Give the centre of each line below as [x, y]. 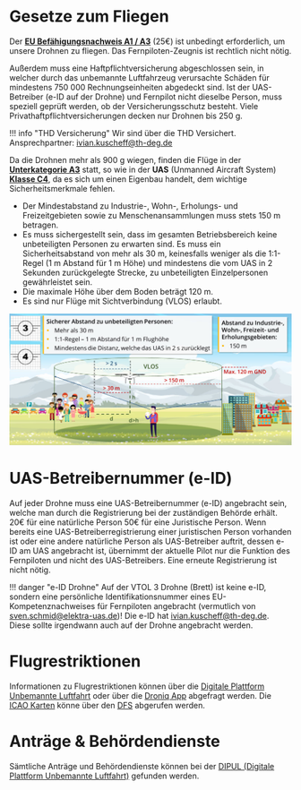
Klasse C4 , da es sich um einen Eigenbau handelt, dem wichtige [129, 179]
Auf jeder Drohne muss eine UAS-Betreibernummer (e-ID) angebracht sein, [148, 502]
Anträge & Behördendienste [115, 741]
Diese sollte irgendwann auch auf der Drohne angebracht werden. [131, 625]
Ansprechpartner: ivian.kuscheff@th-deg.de [91, 142]
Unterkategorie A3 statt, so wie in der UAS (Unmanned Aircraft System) [143, 169]
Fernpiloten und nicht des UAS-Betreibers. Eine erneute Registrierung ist [143, 560]
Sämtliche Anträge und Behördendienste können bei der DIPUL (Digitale [142, 766]
